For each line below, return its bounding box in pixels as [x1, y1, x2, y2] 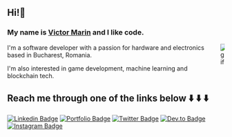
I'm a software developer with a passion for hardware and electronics [7, 43, 205, 52]
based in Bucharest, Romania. [7, 51, 92, 59]
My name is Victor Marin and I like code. [7, 28, 144, 37]
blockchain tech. [7, 71, 55, 80]
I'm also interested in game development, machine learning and [7, 64, 188, 73]
